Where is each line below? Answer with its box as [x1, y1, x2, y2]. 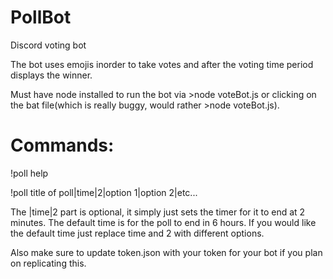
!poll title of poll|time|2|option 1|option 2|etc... [10, 186, 198, 198]
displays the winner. [10, 69, 93, 81]
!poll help [10, 167, 49, 179]
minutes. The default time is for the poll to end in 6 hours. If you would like [10, 216, 317, 228]
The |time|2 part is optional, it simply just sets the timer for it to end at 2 [10, 206, 306, 218]
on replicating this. [10, 257, 87, 269]
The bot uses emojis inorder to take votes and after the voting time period [10, 58, 314, 70]
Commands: [10, 134, 115, 157]
